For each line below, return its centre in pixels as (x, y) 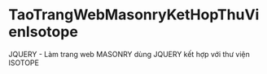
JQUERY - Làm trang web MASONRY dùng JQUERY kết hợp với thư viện (129, 54)
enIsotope (44, 32)
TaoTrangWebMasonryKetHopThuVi (134, 15)
